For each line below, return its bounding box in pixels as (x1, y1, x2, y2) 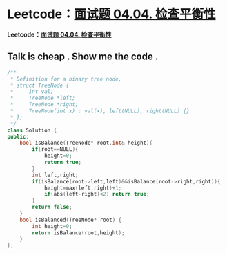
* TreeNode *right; (10, 101, 79, 108)
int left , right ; (32, 172, 79, 178)
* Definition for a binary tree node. (10, 75, 122, 83)
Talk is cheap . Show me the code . (7, 51, 159, 63)
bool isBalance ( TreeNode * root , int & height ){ (19, 139, 153, 147)
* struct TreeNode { (10, 82, 70, 89)
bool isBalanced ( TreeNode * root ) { (19, 216, 122, 223)
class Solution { (7, 127, 57, 134)
